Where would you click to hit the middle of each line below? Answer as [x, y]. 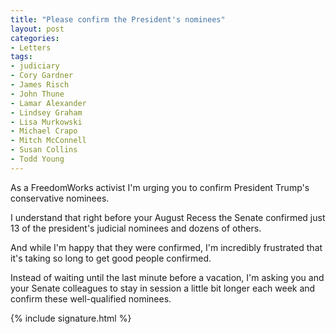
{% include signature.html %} [71, 318]
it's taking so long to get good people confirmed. [111, 258]
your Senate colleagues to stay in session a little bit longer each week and [163, 288]
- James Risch [40, 85]
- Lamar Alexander [48, 103]
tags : [21, 57]
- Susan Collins [44, 150]
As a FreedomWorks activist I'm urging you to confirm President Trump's [160, 187]
